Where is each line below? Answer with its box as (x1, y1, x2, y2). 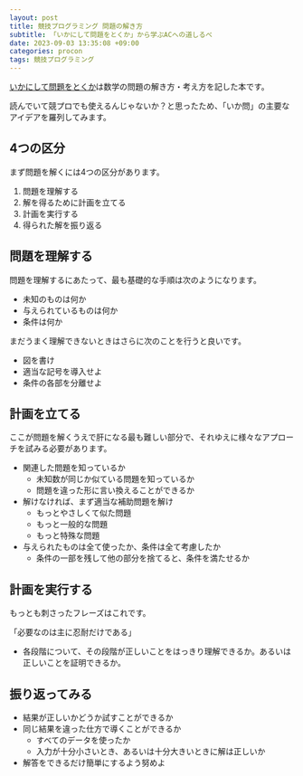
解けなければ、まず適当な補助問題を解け (22, 497, 174, 507)
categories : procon (9, 47, 83, 56)
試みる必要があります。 (24, 443, 112, 454)
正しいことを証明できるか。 (22, 658, 127, 668)
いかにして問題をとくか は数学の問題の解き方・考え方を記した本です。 (9, 81, 270, 91)
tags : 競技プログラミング (9, 55, 95, 64)
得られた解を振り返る (22, 219, 102, 231)
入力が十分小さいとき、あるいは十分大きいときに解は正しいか (35, 746, 266, 757)
